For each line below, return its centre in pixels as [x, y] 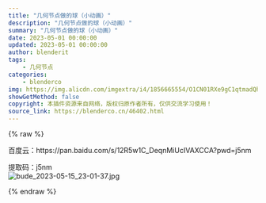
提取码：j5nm [30, 167]
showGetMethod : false [44, 97]
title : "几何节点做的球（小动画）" [60, 15]
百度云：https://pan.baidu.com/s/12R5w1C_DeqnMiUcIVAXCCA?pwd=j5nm [130, 150]
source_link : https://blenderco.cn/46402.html [86, 112]
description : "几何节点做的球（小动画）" [70, 23]
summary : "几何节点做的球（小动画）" [63, 30]
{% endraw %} [32, 192]
